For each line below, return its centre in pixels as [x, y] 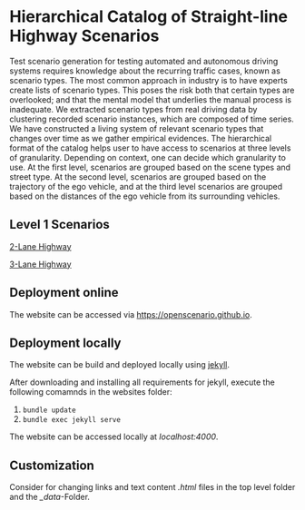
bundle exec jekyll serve [71, 420]
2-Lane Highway [40, 246]
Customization [52, 465]
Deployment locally [65, 343]
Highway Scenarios [84, 36]
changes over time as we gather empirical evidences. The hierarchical [141, 138]
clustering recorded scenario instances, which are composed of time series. [152, 119]
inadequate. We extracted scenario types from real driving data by [133, 109]
